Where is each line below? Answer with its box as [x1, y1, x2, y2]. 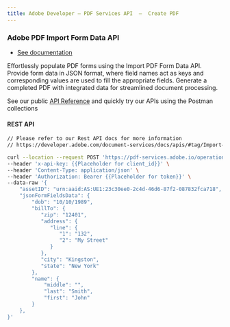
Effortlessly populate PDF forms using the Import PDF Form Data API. [7, 61, 202, 69]
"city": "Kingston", [40, 256, 99, 263]
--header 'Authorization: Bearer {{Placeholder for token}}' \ [7, 173, 192, 180]
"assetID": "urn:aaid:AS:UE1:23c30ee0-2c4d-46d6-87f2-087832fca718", [19, 186, 222, 193]
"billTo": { [31, 205, 66, 212]
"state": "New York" [40, 262, 99, 269]
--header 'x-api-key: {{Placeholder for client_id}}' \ [7, 160, 170, 167]
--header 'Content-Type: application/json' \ [7, 166, 139, 174]
